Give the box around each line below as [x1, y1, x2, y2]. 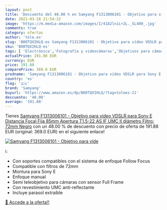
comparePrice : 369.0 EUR [5, 67, 57, 72]
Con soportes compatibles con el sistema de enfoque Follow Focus [12, 158, 150, 164]
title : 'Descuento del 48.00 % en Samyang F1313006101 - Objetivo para [5, 12, 157, 17]
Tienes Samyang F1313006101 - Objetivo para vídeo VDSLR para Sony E [5, 113, 153, 119]
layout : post [5, 7, 32, 12]
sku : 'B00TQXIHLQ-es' [5, 44, 50, 49]
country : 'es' [5, 76, 35, 81]
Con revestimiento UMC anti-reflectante [12, 184, 94, 191]
